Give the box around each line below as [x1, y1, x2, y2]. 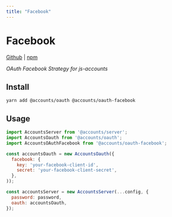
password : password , [11, 194, 62, 200]
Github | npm [6, 54, 38, 61]
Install [6, 82, 29, 92]
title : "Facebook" [6, 8, 51, 15]
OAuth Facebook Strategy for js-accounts [6, 65, 108, 72]
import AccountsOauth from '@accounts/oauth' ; [6, 135, 123, 141]
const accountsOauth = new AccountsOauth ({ [6, 151, 115, 157]
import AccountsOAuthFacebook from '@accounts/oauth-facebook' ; [6, 140, 167, 146]
